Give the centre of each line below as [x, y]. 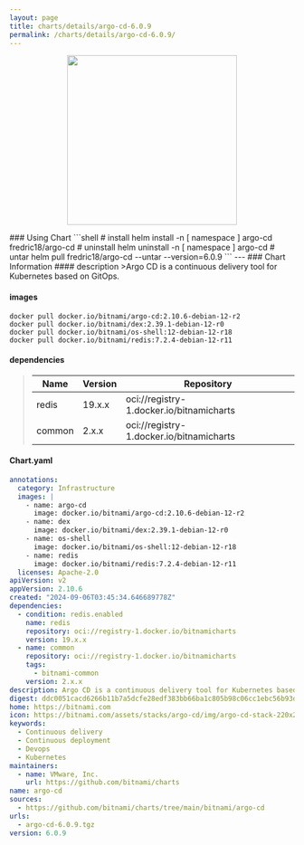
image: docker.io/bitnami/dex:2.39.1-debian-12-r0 [131, 530]
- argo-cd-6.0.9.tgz [56, 824]
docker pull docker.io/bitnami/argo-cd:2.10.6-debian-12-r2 [125, 316]
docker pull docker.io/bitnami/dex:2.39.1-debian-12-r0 [117, 324]
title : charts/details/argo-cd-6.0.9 [81, 26]
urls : [19, 816]
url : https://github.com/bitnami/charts [103, 783]
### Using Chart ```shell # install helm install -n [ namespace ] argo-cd [141, 238]
